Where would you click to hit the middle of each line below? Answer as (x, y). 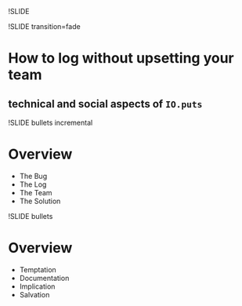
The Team (36, 192)
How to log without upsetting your (121, 58)
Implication (37, 286)
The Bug (33, 176)
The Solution (40, 201)
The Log (33, 184)
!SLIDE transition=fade (44, 26)
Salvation (34, 294)
